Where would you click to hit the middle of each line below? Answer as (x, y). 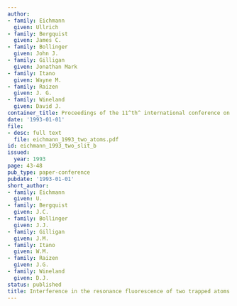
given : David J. (38, 106)
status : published (34, 285)
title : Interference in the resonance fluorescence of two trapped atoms (119, 291)
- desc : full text (34, 133)
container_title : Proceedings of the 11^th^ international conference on (119, 113)
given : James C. (38, 40)
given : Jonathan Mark (46, 67)
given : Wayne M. (38, 80)
